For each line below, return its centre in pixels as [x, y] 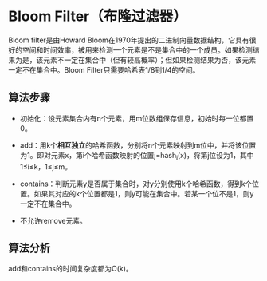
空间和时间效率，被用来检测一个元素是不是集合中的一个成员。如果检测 [137, 49]
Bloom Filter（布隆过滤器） [98, 16]
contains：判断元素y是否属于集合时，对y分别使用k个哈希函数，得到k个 [136, 184]
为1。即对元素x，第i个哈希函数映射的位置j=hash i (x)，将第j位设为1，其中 [137, 156]
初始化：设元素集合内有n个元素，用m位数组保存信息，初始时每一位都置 [137, 118]
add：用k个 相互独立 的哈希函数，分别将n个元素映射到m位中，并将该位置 [138, 145]
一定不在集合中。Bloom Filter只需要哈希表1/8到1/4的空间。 [104, 69]
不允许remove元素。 [53, 220]
